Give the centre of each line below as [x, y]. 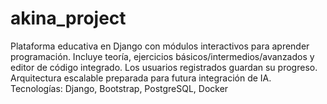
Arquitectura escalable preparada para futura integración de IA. [141, 78]
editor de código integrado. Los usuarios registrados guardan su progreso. [164, 67]
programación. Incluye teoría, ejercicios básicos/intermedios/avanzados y [162, 56]
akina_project [68, 18]
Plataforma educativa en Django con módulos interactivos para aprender [160, 46]
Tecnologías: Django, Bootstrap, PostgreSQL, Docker [119, 88]
